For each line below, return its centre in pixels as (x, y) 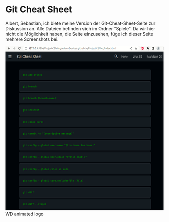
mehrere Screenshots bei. (32, 39)
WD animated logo (24, 214)
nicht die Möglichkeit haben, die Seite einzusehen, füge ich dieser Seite (79, 34)
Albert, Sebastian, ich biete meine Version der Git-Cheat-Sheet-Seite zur (80, 23)
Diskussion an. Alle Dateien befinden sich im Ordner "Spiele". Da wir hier (80, 28)
